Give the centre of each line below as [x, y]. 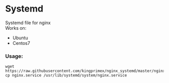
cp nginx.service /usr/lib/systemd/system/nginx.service [66, 75]
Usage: [14, 56]
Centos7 [21, 43]
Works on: [16, 28]
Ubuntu [20, 38]
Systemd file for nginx [28, 23]
